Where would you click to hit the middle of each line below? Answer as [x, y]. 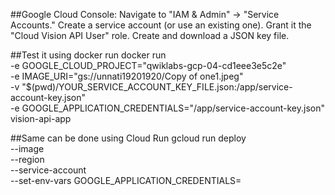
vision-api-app [41, 118]
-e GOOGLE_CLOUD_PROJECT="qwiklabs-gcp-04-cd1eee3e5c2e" [148, 65]
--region [27, 159]
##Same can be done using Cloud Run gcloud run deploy [128, 138]
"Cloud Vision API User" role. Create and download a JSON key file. [150, 35]
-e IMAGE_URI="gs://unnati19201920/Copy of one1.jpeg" [127, 76]
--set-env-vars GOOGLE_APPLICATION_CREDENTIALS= [126, 180]
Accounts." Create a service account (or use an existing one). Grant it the [161, 25]
